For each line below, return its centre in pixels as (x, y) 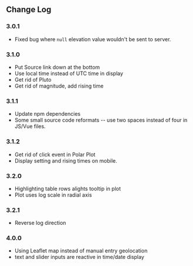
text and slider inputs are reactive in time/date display (79, 257)
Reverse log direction (40, 223)
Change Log (29, 10)
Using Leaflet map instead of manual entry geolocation (81, 251)
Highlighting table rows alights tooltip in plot (68, 188)
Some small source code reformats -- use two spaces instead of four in (101, 120)
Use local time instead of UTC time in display (69, 73)
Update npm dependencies (48, 114)
